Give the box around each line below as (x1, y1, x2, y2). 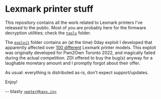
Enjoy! (5, 79, 18, 85)
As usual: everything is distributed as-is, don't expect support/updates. (5, 69, 149, 75)
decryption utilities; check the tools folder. (5, 30, 92, 36)
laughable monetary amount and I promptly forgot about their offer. (5, 60, 140, 66)
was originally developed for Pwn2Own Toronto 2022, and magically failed (5, 50, 156, 56)
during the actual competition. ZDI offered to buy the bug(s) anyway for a (5, 55, 153, 60)
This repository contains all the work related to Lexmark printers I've (5, 20, 143, 25)
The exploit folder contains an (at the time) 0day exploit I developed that (5, 39, 153, 45)
